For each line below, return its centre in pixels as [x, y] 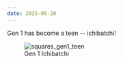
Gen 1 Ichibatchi [47, 53]
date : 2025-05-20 [32, 13]
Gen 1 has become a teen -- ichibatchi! [61, 33]
